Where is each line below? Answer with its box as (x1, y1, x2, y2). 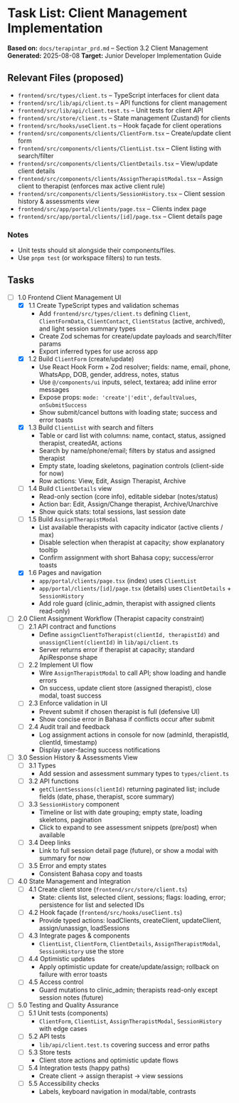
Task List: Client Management (7, 5, 187, 21)
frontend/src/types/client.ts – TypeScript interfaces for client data (17, 90, 219, 99)
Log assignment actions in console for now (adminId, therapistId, (38, 730, 230, 739)
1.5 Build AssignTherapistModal (28, 515, 119, 524)
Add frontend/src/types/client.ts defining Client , (38, 309, 191, 318)
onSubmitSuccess (38, 402, 87, 409)
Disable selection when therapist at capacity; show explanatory (38, 538, 225, 547)
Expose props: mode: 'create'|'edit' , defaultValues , (38, 393, 197, 402)
